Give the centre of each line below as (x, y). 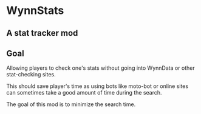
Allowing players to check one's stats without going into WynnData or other (101, 68)
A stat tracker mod (42, 33)
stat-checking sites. (31, 75)
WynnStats (35, 11)
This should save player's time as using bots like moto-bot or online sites (97, 86)
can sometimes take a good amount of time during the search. (84, 93)
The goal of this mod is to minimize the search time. (71, 104)
